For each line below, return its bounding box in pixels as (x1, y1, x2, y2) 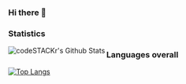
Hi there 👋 (8, 7, 47, 18)
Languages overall (106, 49, 179, 60)
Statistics (8, 27, 46, 38)
